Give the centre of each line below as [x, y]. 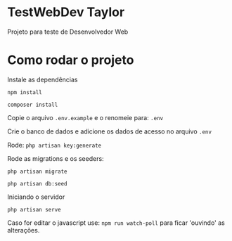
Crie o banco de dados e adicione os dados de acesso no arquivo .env [110, 131]
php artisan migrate [38, 171]
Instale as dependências [43, 79]
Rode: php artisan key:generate [54, 145]
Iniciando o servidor [36, 197]
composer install [33, 105]
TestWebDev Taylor [66, 12]
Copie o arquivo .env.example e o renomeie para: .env [85, 117]
